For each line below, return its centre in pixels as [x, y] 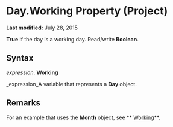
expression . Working [32, 72]
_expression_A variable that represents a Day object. [71, 84]
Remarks [24, 103]
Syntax [20, 58]
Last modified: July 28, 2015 [42, 28]
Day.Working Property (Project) [87, 11]
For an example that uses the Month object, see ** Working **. [83, 117]
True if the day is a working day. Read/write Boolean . [72, 39]
